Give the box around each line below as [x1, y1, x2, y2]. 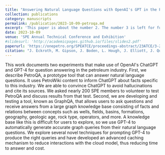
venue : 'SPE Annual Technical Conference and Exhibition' [5, 35, 126, 40]
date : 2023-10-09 [5, 30, 41, 35]
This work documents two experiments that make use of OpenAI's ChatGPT [5, 62, 159, 68]
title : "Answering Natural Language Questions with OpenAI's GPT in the [5, 7, 157, 12]
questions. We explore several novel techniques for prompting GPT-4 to [5, 129, 151, 135]
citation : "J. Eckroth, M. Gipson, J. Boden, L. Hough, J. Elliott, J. [5, 48, 155, 53]
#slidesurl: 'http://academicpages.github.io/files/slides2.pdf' [5, 39, 141, 44]
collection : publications [5, 12, 58, 17]
